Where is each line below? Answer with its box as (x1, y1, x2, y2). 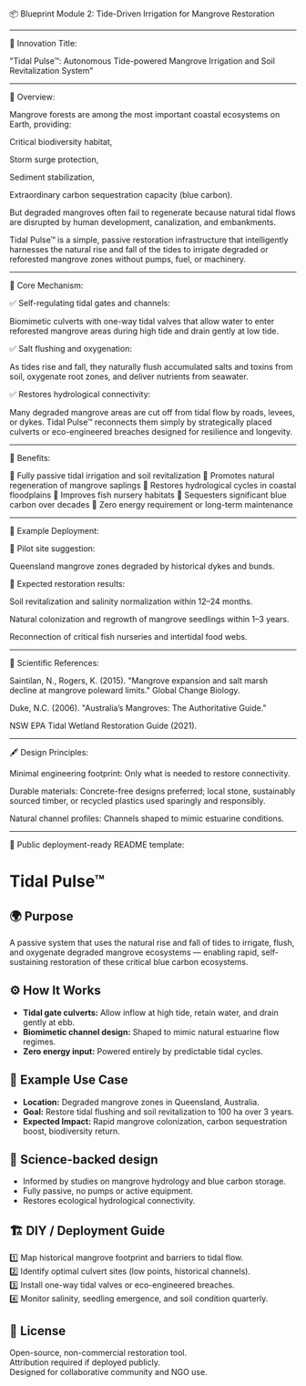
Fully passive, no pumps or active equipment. (22, 1186, 194, 1196)
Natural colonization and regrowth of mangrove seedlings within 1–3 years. (9, 614, 290, 624)
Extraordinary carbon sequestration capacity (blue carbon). (9, 190, 233, 200)
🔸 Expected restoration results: (9, 579, 126, 589)
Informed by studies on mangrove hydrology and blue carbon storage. (22, 1176, 287, 1187)
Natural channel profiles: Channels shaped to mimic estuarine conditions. (9, 813, 285, 824)
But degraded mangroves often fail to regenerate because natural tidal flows (9, 207, 296, 218)
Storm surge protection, (9, 154, 99, 165)
